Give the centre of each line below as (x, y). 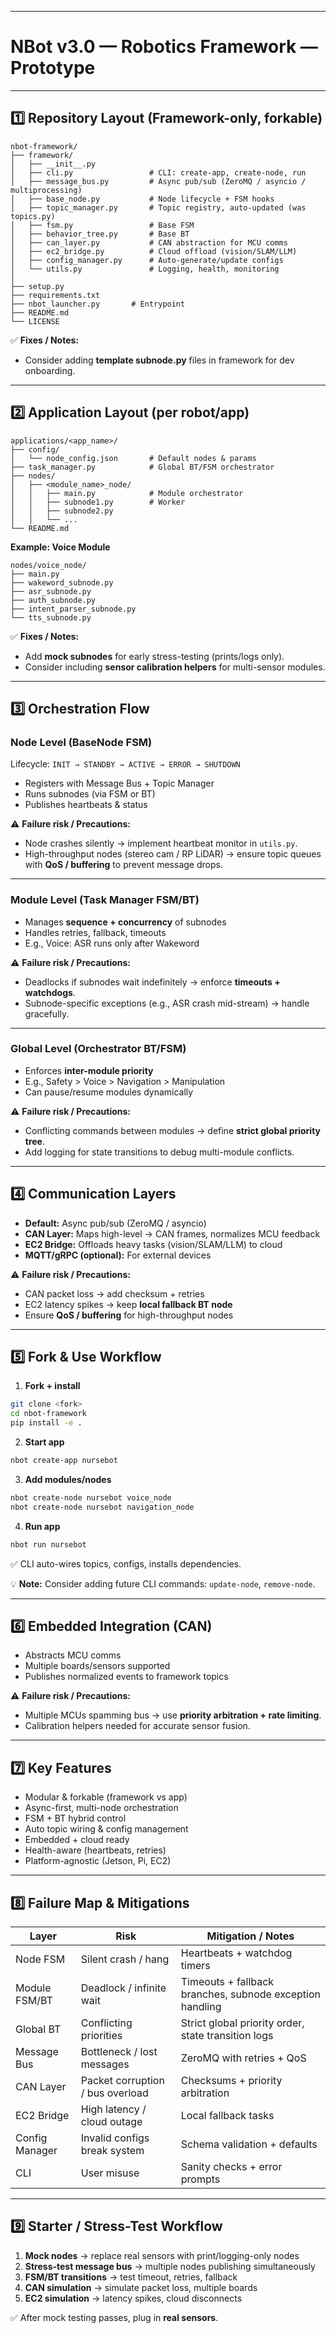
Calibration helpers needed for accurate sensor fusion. (137, 1726)
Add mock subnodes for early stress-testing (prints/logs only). (154, 656)
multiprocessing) (46, 190)
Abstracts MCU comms (73, 1655)
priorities (101, 2036)
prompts (200, 2179)
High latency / (113, 2109)
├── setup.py (37, 286)
